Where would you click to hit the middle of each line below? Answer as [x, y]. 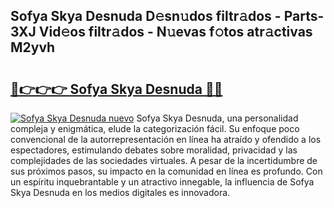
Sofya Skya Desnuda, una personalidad [217, 118]
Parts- [304, 16]
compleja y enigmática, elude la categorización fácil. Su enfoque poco [155, 128]
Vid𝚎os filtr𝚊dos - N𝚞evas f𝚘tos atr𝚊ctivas [175, 32]
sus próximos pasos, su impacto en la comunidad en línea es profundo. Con [166, 171]
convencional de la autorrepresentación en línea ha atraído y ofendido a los [166, 139]
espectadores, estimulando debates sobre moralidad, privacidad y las [154, 150]
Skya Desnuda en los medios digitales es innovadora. [120, 192]
